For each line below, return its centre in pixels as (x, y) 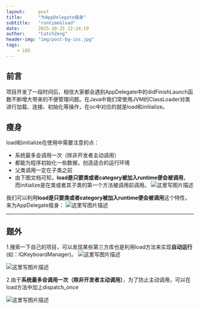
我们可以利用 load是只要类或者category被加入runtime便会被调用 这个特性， (98, 198)
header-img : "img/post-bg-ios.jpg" (50, 39)
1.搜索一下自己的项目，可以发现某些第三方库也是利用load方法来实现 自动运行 (99, 247)
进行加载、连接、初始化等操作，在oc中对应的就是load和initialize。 (87, 106)
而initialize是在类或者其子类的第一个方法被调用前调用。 (82, 185)
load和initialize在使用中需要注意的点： (53, 143)
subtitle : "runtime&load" (41, 23)
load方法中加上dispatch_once (43, 288)
